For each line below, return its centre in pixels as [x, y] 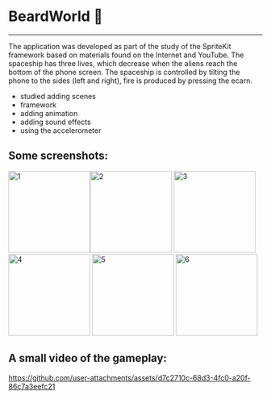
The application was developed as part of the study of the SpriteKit [120, 46]
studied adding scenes [58, 96]
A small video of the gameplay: [88, 358]
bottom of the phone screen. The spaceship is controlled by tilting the [124, 72]
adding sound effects [55, 122]
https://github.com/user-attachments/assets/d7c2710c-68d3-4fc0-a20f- [130, 377]
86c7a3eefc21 [32, 386]
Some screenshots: [58, 156]
